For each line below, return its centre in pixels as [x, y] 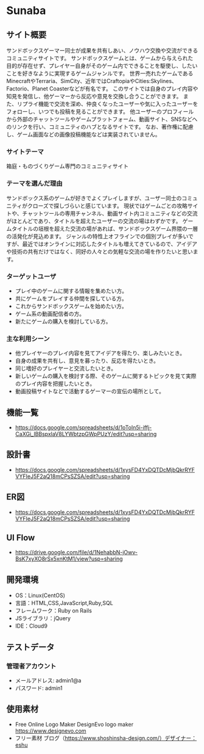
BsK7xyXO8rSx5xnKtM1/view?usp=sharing [69, 559]
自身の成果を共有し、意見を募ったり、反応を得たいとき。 [87, 361]
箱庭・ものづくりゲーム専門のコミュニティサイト [68, 166]
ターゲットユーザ [31, 277]
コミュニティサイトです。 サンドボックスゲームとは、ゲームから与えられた [100, 58]
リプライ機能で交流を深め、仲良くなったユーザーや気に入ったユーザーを [107, 104]
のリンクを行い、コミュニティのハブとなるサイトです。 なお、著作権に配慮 [100, 127]
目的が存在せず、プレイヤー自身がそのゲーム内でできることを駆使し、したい [102, 66]
